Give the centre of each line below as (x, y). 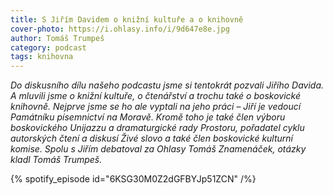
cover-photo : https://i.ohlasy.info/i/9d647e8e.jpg (120, 29)
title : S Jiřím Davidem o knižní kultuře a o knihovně (127, 19)
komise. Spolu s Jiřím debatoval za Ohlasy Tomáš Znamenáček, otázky (158, 149)
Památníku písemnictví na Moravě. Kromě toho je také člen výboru (148, 117)
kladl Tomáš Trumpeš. (56, 160)
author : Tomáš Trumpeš (57, 38)
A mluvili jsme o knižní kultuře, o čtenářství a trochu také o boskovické (156, 96)
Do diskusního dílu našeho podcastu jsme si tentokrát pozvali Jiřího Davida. (167, 85)
